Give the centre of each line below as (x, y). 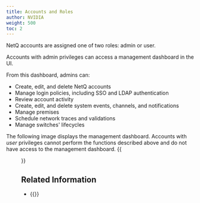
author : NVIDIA (25, 17)
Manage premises (37, 112)
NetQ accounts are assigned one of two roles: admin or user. (81, 46)
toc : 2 (14, 28)
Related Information (59, 179)
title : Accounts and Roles (40, 12)
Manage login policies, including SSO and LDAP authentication (92, 93)
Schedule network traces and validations (65, 119)
